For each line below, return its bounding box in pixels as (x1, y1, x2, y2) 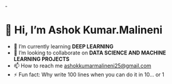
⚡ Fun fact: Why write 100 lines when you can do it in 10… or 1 (13, 71, 165, 78)
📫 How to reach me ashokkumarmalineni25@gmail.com (13, 62, 152, 69)
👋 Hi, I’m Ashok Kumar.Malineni (5, 24, 163, 37)
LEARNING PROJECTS (13, 55, 70, 62)
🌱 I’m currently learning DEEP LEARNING (13, 43, 114, 50)
